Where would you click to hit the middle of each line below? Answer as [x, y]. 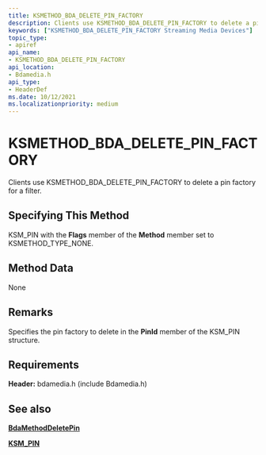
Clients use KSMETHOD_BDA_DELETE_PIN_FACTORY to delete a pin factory [132, 183]
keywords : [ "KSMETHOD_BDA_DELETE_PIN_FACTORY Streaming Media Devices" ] [131, 30]
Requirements [44, 365]
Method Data [41, 268]
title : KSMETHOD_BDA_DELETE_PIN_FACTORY [76, 15]
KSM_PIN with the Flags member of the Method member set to [111, 234]
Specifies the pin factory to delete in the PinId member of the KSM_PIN [124, 331]
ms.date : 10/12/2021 [42, 97]
